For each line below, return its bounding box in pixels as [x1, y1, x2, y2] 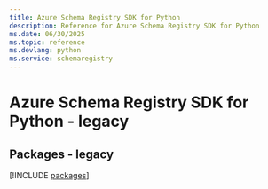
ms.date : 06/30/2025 [9, 29, 86, 38]
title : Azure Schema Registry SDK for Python [9, 12, 180, 22]
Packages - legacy [9, 146, 114, 161]
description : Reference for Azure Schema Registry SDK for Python [9, 21, 260, 30]
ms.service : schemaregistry [9, 54, 114, 63]
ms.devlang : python [9, 46, 82, 55]
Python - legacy [9, 112, 130, 131]
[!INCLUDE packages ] [9, 170, 90, 180]
